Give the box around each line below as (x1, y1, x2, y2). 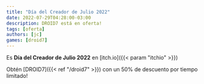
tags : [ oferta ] (6, 26, 45, 32)
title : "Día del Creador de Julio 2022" (6, 9, 111, 15)
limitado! (6, 72, 28, 79)
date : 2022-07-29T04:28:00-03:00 (6, 15, 91, 21)
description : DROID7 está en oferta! (6, 20, 102, 26)
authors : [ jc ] (6, 32, 43, 38)
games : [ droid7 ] (6, 37, 47, 43)
